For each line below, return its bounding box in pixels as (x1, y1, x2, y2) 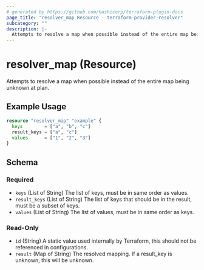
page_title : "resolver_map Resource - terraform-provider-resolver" (6, 15, 183, 21)
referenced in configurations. (15, 244, 88, 251)
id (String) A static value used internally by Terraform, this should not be (15, 237, 197, 245)
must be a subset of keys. (15, 201, 80, 209)
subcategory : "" (6, 20, 47, 26)
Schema (6, 157, 38, 167)
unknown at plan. (6, 84, 50, 92)
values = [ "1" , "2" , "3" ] (12, 135, 91, 141)
